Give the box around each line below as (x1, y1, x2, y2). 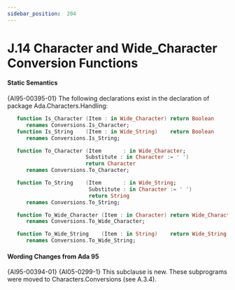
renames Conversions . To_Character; (25, 167, 130, 174)
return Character (85, 160, 136, 168)
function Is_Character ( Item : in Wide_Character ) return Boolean (16, 115, 215, 122)
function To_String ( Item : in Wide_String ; (16, 180, 177, 187)
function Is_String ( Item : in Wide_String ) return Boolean (16, 128, 215, 135)
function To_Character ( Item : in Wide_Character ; (16, 147, 187, 154)
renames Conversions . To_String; (25, 198, 120, 206)
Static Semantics (7, 78, 58, 87)
